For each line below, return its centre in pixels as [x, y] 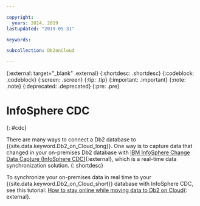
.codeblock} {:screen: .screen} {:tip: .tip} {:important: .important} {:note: [96, 80]
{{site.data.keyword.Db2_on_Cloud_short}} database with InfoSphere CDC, [100, 184]
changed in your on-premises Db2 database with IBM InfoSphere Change [98, 152]
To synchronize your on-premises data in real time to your [79, 177]
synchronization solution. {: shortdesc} [55, 166]
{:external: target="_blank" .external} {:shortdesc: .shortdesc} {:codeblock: [100, 73]
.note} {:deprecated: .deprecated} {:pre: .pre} [63, 87]
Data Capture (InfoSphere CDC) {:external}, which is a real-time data [91, 159]
